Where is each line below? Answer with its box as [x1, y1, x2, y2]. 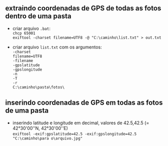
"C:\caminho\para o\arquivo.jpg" [12, 136, 83, 141]
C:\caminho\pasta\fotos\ [12, 84, 65, 90]
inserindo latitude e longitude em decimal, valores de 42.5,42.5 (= [12, 120, 149, 126]
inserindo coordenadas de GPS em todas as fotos [5, 99, 163, 107]
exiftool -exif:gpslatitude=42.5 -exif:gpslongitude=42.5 [12, 131, 137, 136]
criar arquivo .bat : [12, 25, 51, 31]
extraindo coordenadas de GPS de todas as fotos [5, 4, 161, 13]
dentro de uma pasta [5, 12, 71, 21]
